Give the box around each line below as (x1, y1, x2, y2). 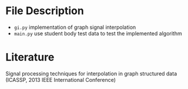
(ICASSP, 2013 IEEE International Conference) (5, 76, 116, 83)
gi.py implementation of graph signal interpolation (14, 24, 136, 31)
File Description (5, 4, 85, 18)
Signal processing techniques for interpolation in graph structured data (5, 70, 177, 77)
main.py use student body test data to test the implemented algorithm (14, 29, 183, 37)
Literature (5, 51, 55, 64)
